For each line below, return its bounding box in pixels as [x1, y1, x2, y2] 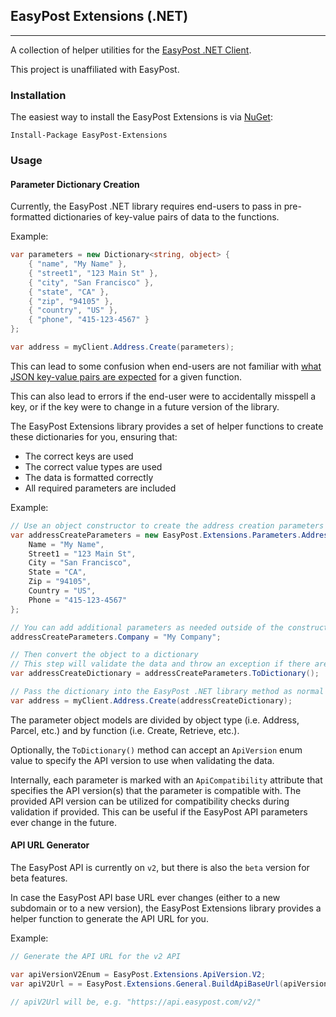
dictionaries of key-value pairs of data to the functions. [53, 211, 280, 223]
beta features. [10, 872, 68, 884]
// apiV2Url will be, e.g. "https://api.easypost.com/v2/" [10, 997, 262, 1007]
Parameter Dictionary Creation [10, 178, 140, 190]
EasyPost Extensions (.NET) [10, 8, 189, 25]
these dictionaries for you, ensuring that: [10, 430, 178, 443]
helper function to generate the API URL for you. [10, 913, 209, 925]
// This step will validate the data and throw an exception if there [10, 659, 311, 669]
